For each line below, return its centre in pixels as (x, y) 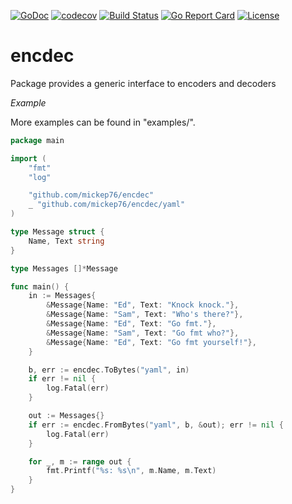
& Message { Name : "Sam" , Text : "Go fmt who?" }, (143, 333)
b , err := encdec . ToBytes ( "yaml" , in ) (109, 370)
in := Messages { (62, 296)
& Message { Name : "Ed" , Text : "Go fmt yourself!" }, (151, 342)
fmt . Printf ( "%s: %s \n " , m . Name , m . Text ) (131, 471)
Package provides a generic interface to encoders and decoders (143, 83)
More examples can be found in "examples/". (103, 122)
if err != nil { (62, 379)
